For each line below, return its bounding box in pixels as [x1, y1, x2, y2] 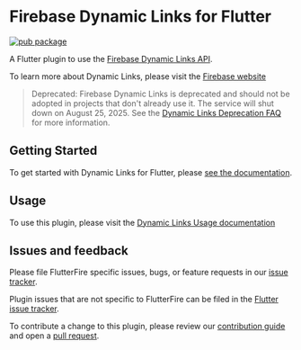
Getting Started [9, 143, 98, 158]
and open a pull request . [9, 330, 100, 341]
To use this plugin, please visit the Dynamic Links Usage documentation [9, 217, 276, 228]
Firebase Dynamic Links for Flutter [9, 6, 272, 27]
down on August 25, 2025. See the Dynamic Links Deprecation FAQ [31, 107, 281, 118]
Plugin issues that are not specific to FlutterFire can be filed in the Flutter [9, 294, 279, 305]
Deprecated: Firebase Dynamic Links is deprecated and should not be [31, 88, 290, 99]
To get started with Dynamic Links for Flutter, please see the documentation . [9, 166, 293, 177]
